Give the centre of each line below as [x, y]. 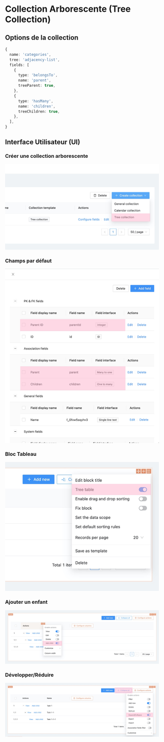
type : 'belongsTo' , [38, 75]
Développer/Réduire [30, 675]
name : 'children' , [37, 106]
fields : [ [19, 65]
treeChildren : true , [39, 111]
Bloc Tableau [21, 454]
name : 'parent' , [34, 80]
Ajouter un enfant [26, 602]
